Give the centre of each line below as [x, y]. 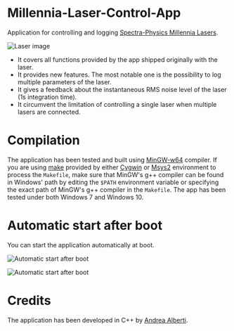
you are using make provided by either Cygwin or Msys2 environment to [112, 167]
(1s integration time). [47, 97]
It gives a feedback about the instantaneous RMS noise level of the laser [122, 89]
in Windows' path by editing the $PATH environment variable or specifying [113, 182]
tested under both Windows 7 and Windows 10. [76, 197]
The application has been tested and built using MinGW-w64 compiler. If [112, 160]
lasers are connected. [49, 112]
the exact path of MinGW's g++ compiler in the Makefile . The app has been [117, 189]
